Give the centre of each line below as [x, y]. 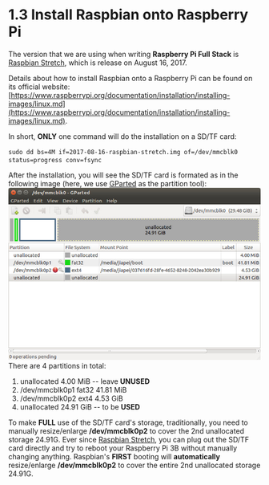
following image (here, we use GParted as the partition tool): [108, 183]
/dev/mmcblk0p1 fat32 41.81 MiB [73, 390]
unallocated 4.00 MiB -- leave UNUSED [85, 381]
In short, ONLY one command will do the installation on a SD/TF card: [122, 136]
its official [24, 87]
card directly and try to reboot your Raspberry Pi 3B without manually [123, 448]
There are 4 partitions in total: [57, 366]
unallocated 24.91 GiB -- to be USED [80, 407]
